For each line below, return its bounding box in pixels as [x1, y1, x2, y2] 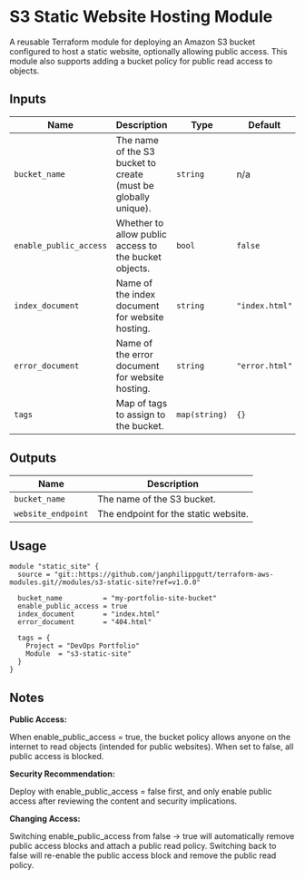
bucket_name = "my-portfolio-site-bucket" [17, 594, 218, 603]
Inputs [9, 92, 47, 107]
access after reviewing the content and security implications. [9, 796, 238, 806]
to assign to [115, 408, 166, 421]
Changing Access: [9, 814, 81, 825]
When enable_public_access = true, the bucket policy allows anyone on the [9, 732, 291, 743]
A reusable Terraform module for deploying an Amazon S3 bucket [9, 36, 256, 47]
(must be [115, 179, 154, 191]
